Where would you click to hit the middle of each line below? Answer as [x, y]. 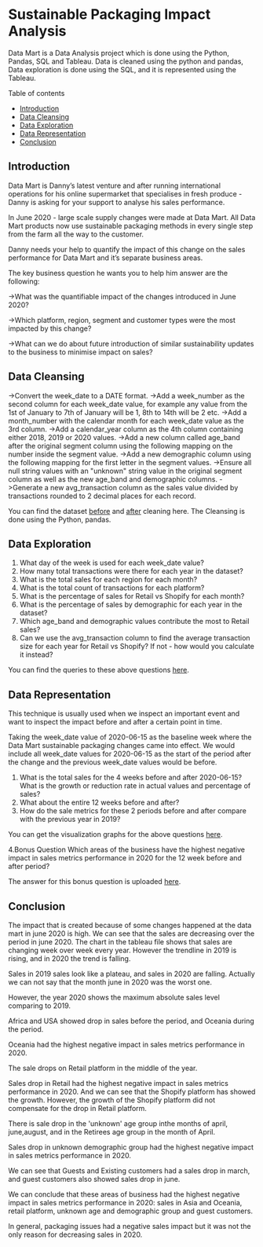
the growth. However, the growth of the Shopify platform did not [112, 1100]
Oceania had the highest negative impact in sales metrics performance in [126, 1044]
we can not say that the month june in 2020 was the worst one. [110, 982]
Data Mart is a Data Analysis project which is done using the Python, [119, 53]
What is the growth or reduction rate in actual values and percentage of [135, 786]
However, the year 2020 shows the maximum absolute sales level [114, 997]
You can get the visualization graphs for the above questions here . [115, 834]
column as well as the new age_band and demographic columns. [113, 479]
